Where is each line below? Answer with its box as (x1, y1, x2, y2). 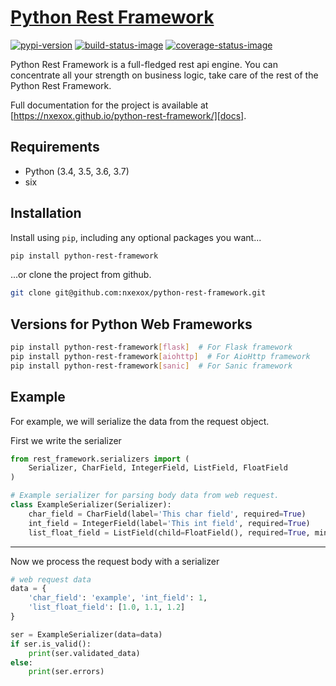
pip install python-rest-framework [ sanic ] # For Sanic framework (10, 361, 293, 371)
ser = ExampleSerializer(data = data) (10, 629, 163, 640)
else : (10, 657, 33, 668)
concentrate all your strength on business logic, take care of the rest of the (10, 69, 319, 81)
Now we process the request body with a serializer (10, 555, 220, 567)
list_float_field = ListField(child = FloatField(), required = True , (28, 527, 311, 538)
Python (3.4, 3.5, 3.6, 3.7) (24, 165, 130, 177)
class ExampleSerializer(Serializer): (10, 500, 172, 510)
